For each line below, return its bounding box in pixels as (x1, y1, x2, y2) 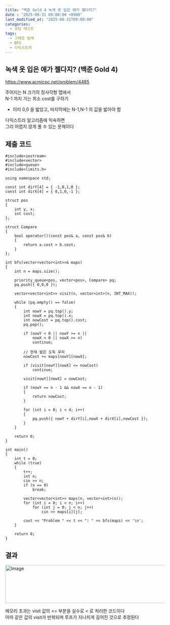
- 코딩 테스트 (10, 26, 34, 31)
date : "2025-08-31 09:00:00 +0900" (5, 12, 82, 17)
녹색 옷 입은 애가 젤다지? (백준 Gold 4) (5, 65, 118, 74)
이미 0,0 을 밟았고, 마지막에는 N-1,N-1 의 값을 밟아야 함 (12, 106, 121, 113)
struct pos (5, 198, 28, 203)
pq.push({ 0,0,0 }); (14, 282, 58, 287)
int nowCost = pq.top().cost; (23, 318, 87, 323)
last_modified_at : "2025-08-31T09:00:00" (5, 17, 94, 22)
